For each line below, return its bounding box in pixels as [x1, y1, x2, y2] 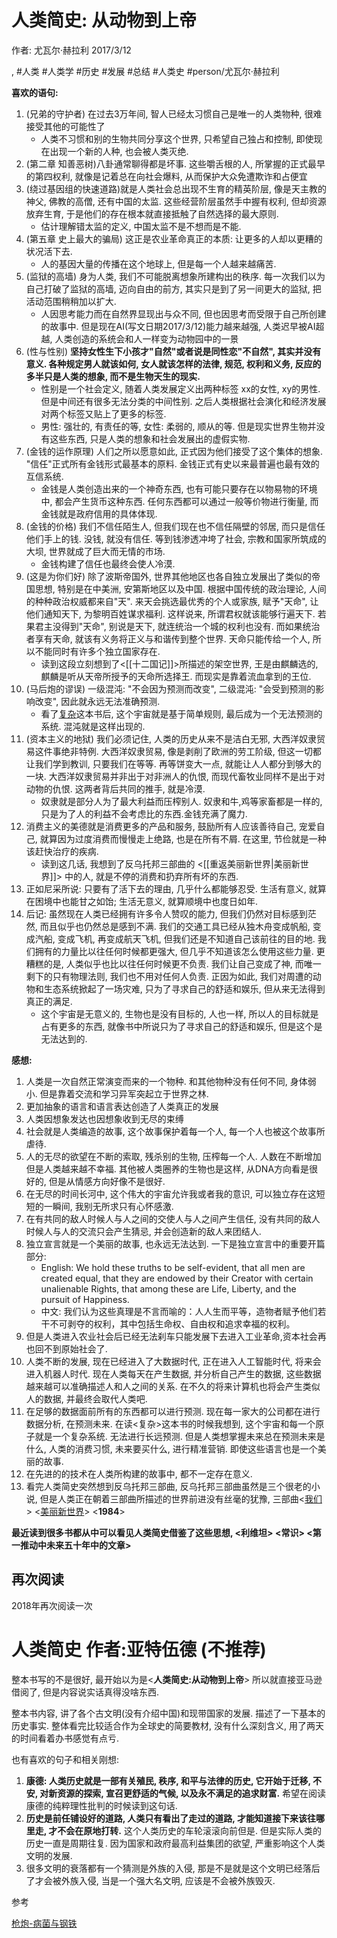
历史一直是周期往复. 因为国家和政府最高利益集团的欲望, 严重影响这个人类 [25, 1837, 326, 1849]
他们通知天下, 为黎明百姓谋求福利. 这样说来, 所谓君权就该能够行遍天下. [25, 607, 316, 620]
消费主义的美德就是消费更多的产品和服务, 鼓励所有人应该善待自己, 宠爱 [25, 820, 317, 832]
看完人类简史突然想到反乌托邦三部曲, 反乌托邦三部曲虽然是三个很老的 [25, 1480, 312, 1492]
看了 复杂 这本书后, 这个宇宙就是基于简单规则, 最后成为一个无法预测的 [40, 707, 323, 720]
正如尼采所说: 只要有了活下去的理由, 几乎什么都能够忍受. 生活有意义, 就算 [25, 882, 327, 895]
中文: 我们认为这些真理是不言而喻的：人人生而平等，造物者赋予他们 [40, 1305, 318, 1317]
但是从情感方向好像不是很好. [48, 1175, 166, 1187]
